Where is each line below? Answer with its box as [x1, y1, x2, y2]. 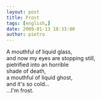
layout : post [6, 9, 40, 15]
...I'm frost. [6, 87, 34, 94]
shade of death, [6, 67, 47, 75]
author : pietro [6, 32, 45, 38]
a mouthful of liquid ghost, [6, 74, 73, 81]
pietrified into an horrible [6, 61, 69, 69]
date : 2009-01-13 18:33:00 [6, 26, 75, 32]
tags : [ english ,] [6, 20, 51, 26]
